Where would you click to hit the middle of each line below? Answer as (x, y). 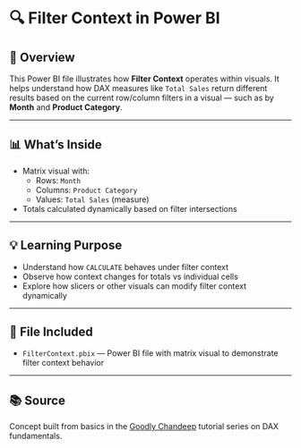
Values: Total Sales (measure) (92, 199)
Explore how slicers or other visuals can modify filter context (134, 286)
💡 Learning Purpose (66, 245)
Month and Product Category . (66, 107)
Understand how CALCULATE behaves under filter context (125, 266)
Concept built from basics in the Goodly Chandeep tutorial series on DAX (144, 427)
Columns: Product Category (86, 190)
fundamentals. (36, 436)
